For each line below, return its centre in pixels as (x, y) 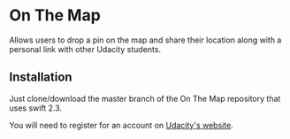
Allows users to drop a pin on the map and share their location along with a (145, 40)
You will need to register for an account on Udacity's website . (122, 125)
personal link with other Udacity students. (85, 49)
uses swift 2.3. (36, 108)
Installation (41, 77)
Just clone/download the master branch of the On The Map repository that (145, 98)
